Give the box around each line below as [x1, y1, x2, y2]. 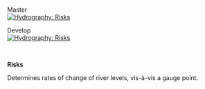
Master [7, 6, 28, 14]
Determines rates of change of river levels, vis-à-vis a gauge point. [7, 74, 199, 81]
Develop [7, 26, 31, 34]
